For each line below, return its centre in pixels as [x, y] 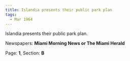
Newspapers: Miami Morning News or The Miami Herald [65, 43]
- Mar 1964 [21, 19]
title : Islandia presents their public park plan [59, 10]
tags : [11, 15]
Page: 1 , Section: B [25, 53]
